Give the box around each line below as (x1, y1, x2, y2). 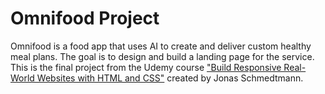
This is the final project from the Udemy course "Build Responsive (10, 61, 282, 73)
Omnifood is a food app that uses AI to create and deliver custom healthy (10, 40, 312, 52)
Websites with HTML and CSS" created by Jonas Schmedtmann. (36, 72, 304, 84)
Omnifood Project (10, 7, 160, 30)
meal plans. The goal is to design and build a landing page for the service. (10, 50, 315, 62)
